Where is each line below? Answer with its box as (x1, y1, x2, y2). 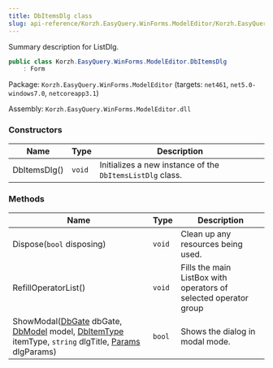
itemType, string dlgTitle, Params (12, 336, 141, 347)
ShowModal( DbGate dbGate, (12, 315, 123, 327)
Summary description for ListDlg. (8, 41, 119, 51)
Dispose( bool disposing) (12, 238, 106, 249)
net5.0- (230, 81, 257, 89)
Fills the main (180, 262, 232, 273)
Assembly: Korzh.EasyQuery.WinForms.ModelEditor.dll (8, 104, 192, 114)
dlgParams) (12, 346, 57, 357)
